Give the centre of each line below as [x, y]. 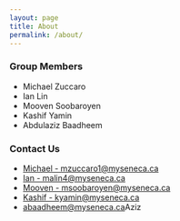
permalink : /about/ [46, 35]
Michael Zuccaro [54, 86]
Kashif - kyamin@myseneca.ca [81, 197]
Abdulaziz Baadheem [62, 125]
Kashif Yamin [47, 116]
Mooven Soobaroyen [62, 105]
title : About [34, 26]
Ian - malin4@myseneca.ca [74, 177]
